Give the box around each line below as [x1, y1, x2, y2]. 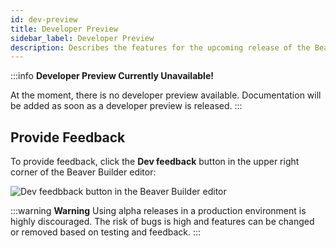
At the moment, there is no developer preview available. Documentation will [10, 89, 322, 101]
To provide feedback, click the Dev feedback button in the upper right [10, 156, 300, 168]
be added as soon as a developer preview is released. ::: [10, 100, 243, 112]
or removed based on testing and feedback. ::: [10, 226, 202, 238]
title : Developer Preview [10, 24, 118, 34]
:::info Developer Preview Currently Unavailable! [10, 70, 214, 82]
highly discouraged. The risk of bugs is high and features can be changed [10, 216, 315, 228]
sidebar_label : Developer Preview [10, 33, 155, 43]
